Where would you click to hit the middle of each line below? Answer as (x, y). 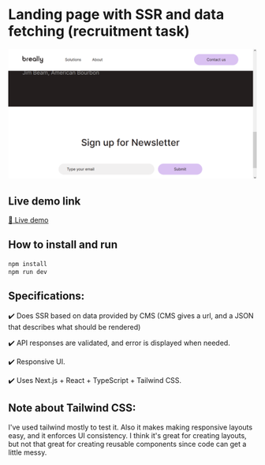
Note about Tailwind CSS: (72, 408)
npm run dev (28, 272)
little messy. (28, 452)
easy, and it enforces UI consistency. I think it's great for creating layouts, (127, 435)
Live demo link (45, 201)
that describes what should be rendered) (75, 327)
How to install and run (63, 245)
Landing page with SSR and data (116, 15)
